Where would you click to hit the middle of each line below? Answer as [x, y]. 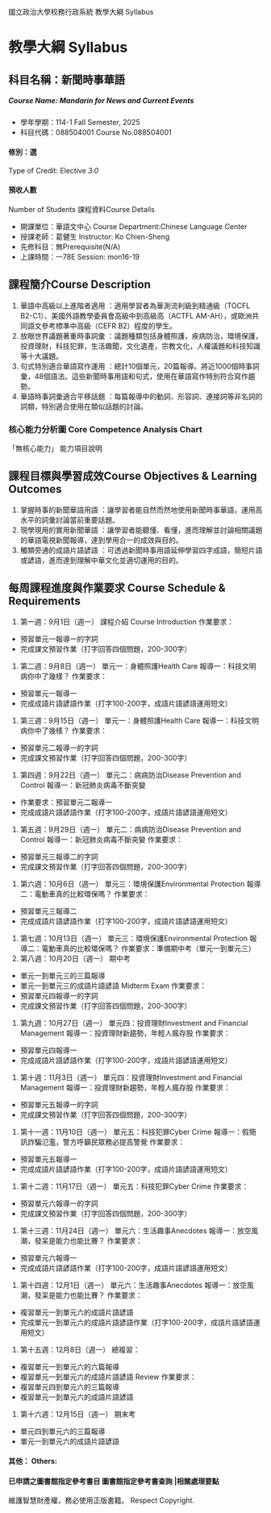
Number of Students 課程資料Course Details [81, 209]
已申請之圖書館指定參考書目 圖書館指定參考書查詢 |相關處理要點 [114, 1481]
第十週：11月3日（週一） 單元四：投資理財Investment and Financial [131, 1077]
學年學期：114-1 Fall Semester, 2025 [80, 122]
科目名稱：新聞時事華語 [67, 79]
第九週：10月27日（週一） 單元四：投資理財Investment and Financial [134, 1023]
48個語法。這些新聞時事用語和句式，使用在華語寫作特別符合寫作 [141, 376]
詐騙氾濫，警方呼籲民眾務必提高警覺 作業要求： [106, 1142]
